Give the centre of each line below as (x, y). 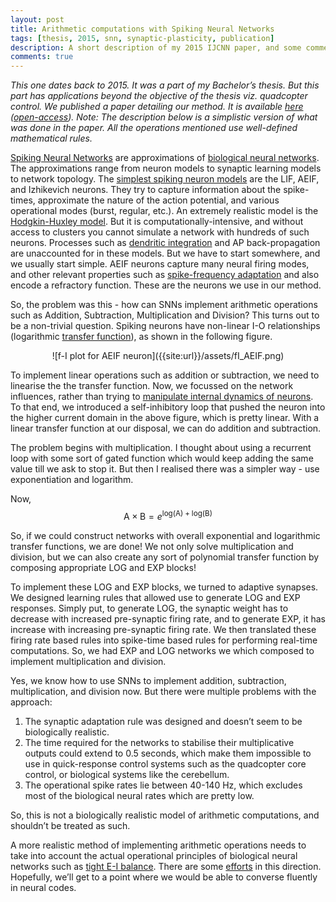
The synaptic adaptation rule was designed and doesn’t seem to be (163, 721)
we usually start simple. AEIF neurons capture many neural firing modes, (160, 264)
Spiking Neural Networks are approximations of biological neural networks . (165, 158)
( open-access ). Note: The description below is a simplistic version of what (164, 117)
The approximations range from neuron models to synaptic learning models (166, 168)
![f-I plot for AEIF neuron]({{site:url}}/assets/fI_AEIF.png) (168, 356)
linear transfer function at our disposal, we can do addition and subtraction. (166, 428)
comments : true (42, 57)
